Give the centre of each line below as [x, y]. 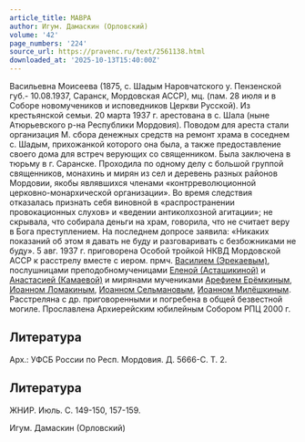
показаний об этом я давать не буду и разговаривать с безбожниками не [153, 241]
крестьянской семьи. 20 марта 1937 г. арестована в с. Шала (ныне [140, 115]
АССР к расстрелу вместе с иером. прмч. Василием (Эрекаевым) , [140, 260]
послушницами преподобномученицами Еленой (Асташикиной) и [137, 270]
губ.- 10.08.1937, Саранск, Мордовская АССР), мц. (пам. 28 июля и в [142, 96]
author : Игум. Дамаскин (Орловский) [79, 26]
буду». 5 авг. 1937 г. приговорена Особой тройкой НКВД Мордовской [145, 251]
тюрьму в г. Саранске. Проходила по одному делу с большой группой [147, 164]
